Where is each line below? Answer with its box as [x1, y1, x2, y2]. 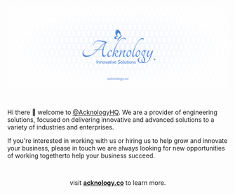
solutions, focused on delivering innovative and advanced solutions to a [7, 116, 215, 124]
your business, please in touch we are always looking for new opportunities [7, 144, 226, 153]
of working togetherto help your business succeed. [7, 151, 156, 160]
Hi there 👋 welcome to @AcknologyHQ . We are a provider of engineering [7, 108, 217, 117]
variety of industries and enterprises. [7, 123, 114, 132]
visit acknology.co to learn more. [69, 179, 166, 187]
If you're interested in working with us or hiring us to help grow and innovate [7, 137, 228, 145]
